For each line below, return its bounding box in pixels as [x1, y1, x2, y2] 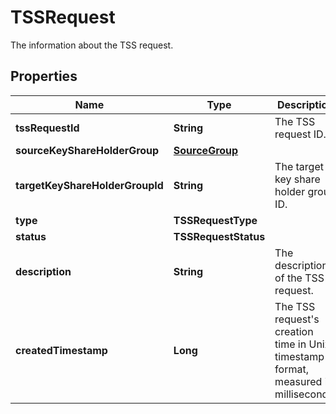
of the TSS [274, 271, 325, 285]
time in [274, 337, 307, 351]
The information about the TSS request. [10, 39, 174, 51]
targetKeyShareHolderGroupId [15, 178, 164, 192]
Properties [10, 68, 78, 85]
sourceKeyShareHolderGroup [15, 143, 160, 157]
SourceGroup [173, 143, 239, 157]
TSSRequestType [173, 213, 258, 227]
